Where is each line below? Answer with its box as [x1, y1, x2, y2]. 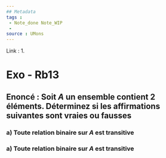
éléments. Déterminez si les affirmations [6, 101, 160, 111]
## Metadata [6, 8, 36, 15]
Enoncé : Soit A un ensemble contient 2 [6, 92, 155, 102]
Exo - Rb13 [6, 68, 60, 82]
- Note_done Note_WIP [8, 20, 63, 26]
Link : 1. [6, 47, 25, 54]
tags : [6, 14, 23, 20]
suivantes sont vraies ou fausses [6, 110, 132, 120]
